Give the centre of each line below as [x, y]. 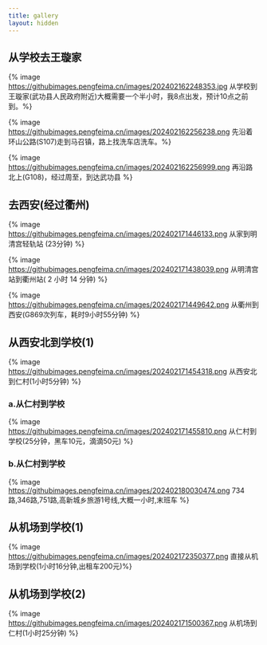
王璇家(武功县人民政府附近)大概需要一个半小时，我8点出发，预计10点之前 [128, 96]
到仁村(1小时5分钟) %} [45, 381]
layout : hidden [33, 23]
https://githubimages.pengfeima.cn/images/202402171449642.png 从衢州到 [133, 305]
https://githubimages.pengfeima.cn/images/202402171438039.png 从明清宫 [133, 269]
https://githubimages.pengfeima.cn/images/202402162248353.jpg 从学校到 [133, 87]
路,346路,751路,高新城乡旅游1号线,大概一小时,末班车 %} [99, 500]
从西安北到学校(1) [51, 342]
